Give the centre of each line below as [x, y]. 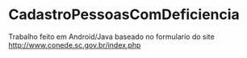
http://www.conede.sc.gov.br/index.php [75, 44]
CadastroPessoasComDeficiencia [124, 15]
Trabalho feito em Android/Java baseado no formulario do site [112, 37]
